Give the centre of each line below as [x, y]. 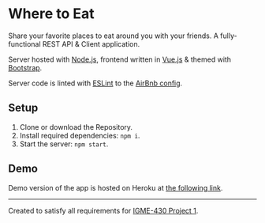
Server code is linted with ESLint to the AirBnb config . [95, 83]
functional [24, 43]
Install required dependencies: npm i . [80, 135]
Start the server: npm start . [64, 144]
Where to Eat [51, 14]
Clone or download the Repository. [76, 127]
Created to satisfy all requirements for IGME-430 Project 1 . [103, 210]
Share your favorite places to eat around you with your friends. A [114, 36]
